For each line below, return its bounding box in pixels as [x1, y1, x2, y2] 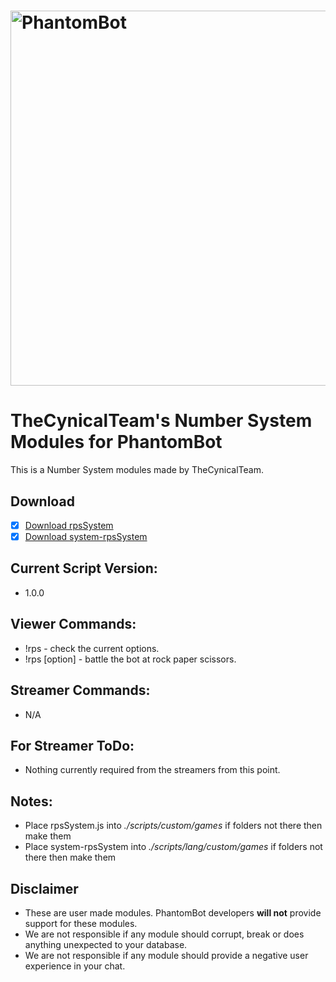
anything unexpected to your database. [24, 938, 188, 950]
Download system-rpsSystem [24, 531, 148, 542]
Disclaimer [10, 880, 79, 897]
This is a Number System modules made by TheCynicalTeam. [10, 464, 264, 476]
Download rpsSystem [24, 519, 114, 531]
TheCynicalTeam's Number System [10, 410, 313, 432]
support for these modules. [24, 917, 138, 929]
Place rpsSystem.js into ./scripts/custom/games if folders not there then [24, 820, 323, 832]
